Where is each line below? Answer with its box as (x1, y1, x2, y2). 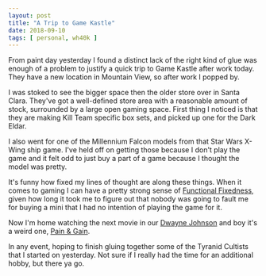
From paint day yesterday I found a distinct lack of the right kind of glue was (8, 56, 257, 65)
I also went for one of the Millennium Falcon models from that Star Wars (8, 136, 244, 147)
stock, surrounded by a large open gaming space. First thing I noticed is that (8, 105, 258, 114)
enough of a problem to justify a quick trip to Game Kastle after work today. (8, 64, 255, 74)
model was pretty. (8, 162, 67, 171)
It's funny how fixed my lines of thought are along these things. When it (8, 178, 242, 187)
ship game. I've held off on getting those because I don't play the (26, 145, 241, 155)
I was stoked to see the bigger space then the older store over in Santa (8, 88, 241, 98)
